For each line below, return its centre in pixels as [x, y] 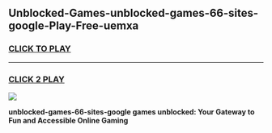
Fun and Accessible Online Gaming [68, 120]
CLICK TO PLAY [40, 49]
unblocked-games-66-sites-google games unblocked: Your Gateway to [132, 111]
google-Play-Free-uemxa [74, 26]
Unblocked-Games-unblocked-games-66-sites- [134, 13]
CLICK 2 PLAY [36, 79]
